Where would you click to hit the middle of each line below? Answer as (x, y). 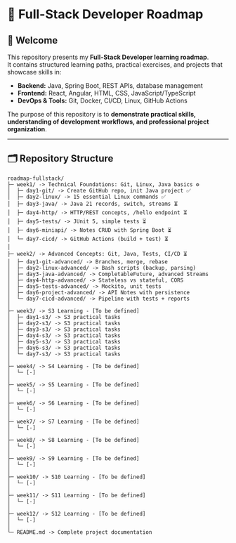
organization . (27, 129)
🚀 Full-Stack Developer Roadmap (105, 14)
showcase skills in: (34, 72)
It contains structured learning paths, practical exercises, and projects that (115, 65)
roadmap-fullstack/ (36, 178)
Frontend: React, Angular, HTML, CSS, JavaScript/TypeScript (106, 93)
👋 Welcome (33, 40)
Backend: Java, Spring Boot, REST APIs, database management (110, 86)
